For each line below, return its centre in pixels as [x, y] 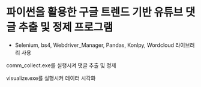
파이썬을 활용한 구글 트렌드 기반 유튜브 [95, 12]
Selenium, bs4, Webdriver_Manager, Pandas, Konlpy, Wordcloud [94, 45]
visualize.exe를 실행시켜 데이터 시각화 [51, 78]
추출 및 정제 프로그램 [66, 27]
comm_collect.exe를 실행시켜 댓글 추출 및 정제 [61, 65]
